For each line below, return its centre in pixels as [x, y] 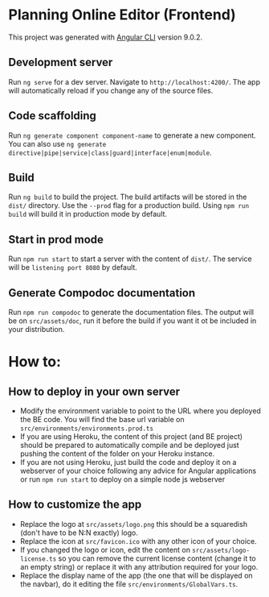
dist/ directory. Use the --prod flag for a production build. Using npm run [129, 205]
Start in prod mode [56, 239]
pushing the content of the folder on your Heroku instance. [117, 454]
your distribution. [37, 329]
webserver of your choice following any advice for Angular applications [138, 471]
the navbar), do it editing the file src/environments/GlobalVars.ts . [129, 584]
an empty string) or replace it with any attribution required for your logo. [139, 566]
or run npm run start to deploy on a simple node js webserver [122, 479]
